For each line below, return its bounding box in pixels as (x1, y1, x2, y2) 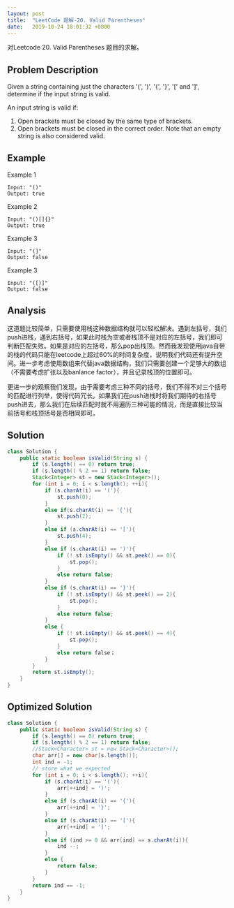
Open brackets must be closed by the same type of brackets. (17, 117, 194, 126)
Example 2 (7, 203, 38, 210)
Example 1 (7, 170, 36, 179)
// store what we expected (32, 765, 111, 772)
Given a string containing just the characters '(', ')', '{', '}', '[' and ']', (7, 82, 200, 91)
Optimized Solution (7, 701, 93, 713)
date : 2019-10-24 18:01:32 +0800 (7, 23, 111, 30)
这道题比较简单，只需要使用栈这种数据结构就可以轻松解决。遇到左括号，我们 (7, 324, 227, 332)
